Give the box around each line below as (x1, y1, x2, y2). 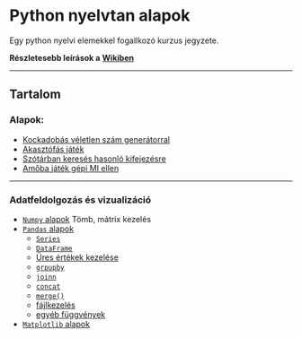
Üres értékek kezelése (35, 252, 120, 263)
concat (35, 282, 61, 291)
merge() (35, 291, 65, 300)
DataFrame (35, 244, 74, 253)
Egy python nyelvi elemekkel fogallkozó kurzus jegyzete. (9, 35, 219, 46)
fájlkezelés (35, 299, 76, 310)
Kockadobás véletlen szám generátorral (22, 134, 171, 144)
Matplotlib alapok (22, 318, 91, 329)
